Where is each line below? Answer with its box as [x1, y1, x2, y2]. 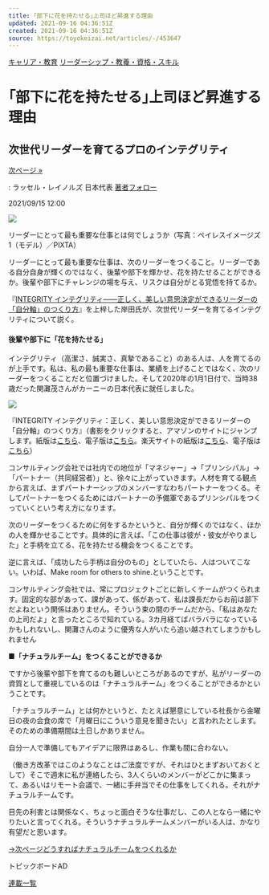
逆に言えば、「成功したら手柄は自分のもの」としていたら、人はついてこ [8, 557, 244, 567]
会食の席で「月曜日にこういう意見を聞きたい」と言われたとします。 [35, 716, 261, 726]
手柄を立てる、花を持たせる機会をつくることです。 [29, 540, 198, 550]
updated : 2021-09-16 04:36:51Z [8, 19, 113, 27]
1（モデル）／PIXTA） [8, 240, 80, 250]
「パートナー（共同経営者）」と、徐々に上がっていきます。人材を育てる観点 [8, 473, 257, 482]
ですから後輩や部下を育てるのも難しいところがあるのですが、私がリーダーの [8, 669, 262, 678]
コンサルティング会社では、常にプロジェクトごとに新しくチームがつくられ [8, 584, 255, 594]
